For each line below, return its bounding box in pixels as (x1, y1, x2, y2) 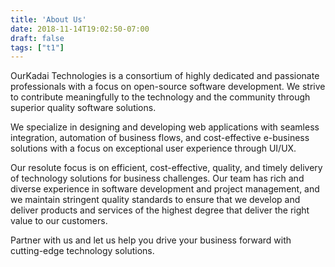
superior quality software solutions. (10, 102, 157, 114)
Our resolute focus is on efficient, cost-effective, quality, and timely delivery (10, 162, 323, 174)
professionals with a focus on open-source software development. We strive (10, 81, 326, 93)
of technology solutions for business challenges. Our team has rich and (10, 172, 305, 185)
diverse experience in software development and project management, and (10, 183, 320, 195)
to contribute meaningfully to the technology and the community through (10, 91, 311, 103)
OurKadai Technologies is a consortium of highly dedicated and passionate (10, 70, 320, 82)
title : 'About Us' (10, 14, 87, 25)
